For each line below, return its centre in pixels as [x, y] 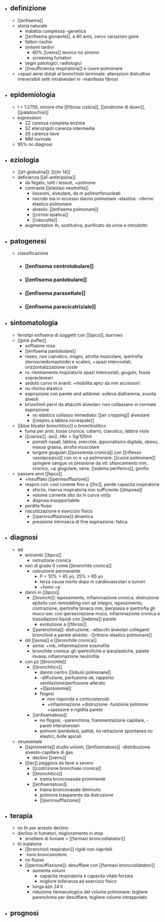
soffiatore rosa [40, 345]
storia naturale [32, 26]
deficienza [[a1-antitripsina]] [46, 177]
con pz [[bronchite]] [45, 662]
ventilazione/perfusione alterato [73, 683]
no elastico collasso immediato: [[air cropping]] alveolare [91, 415]
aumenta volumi [49, 871]
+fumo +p [50, 587]
